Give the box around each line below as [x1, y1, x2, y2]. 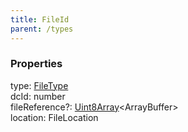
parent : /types [10, 24, 74, 34]
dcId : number [10, 90, 66, 102]
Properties [10, 57, 63, 71]
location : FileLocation [10, 111, 99, 123]
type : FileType [10, 79, 69, 91]
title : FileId [10, 14, 70, 25]
